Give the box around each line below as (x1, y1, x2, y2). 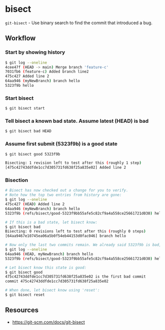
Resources (5, 306, 39, 314)
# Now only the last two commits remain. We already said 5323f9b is (5, 243, 151, 248)
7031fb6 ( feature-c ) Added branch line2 (5, 69, 89, 74)
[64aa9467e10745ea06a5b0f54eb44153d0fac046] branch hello (5, 233, 126, 239)
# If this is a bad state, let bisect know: (5, 220, 98, 225)
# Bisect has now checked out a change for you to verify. (5, 188, 129, 193)
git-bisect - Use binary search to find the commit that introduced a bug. (5, 20, 153, 26)
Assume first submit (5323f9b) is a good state (5, 141, 118, 147)
